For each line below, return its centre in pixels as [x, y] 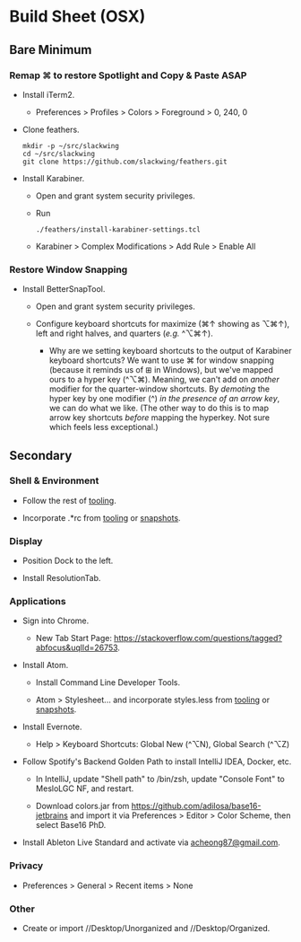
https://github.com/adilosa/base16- [196, 806]
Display [26, 541]
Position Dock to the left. [68, 561]
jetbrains [52, 815]
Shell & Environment [54, 480]
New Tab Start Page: [73, 638]
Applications [38, 602]
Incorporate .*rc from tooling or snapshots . [101, 517]
